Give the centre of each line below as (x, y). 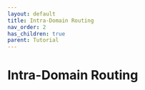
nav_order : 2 (27, 27)
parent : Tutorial (33, 40)
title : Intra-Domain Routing (51, 21)
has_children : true (36, 34)
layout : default (31, 14)
